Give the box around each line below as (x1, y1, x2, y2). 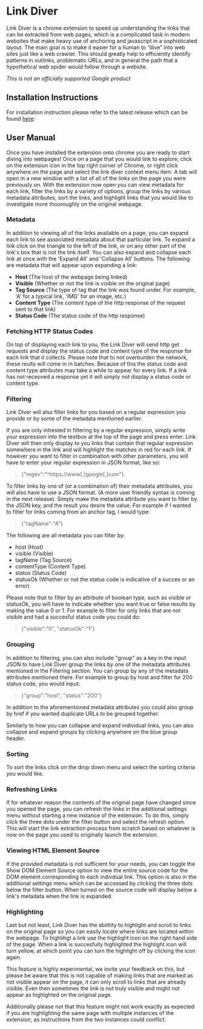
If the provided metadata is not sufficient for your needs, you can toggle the (6, 860, 196, 868)
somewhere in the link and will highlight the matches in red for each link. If (6, 446, 192, 453)
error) (15, 582, 30, 589)
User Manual (6, 132, 56, 143)
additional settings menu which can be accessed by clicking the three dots (6, 879, 193, 887)
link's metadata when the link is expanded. (6, 892, 113, 900)
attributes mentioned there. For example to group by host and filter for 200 (6, 673, 193, 681)
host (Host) (15, 543, 44, 551)
